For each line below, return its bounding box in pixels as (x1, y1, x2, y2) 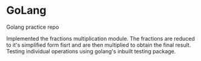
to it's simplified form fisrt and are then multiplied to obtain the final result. (6, 41, 191, 48)
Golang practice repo (6, 23, 59, 30)
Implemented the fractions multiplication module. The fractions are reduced (6, 35, 195, 42)
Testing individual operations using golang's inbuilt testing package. (6, 47, 176, 54)
